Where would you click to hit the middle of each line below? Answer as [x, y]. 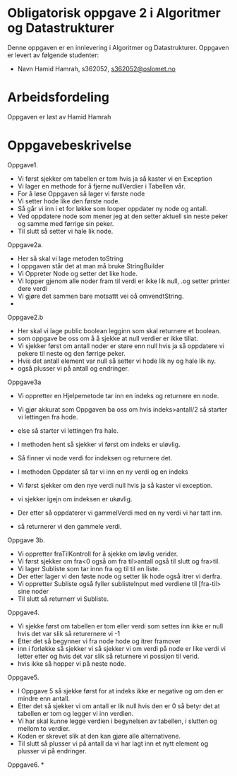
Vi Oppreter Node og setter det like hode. [78, 273]
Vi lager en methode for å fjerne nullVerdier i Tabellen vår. [101, 186]
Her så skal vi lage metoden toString [70, 258]
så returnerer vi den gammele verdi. [69, 526]
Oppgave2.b [25, 317]
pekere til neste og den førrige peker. [71, 353]
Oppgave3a [24, 382]
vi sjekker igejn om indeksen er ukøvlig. [75, 499]
